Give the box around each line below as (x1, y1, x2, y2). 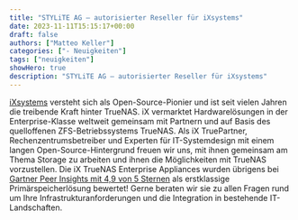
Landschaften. (9, 202, 63, 213)
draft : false (9, 30, 59, 39)
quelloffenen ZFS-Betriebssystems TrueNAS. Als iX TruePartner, (9, 125, 248, 136)
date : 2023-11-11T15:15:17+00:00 (9, 22, 135, 31)
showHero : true (9, 64, 67, 73)
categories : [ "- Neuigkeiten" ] (9, 47, 127, 56)
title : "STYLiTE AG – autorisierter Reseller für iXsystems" (9, 13, 244, 23)
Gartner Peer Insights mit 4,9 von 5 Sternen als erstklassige (9, 173, 230, 184)
